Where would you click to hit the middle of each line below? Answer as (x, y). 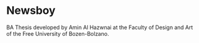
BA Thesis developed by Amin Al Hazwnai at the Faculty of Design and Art (100, 27)
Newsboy (31, 11)
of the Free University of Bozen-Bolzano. (58, 33)
